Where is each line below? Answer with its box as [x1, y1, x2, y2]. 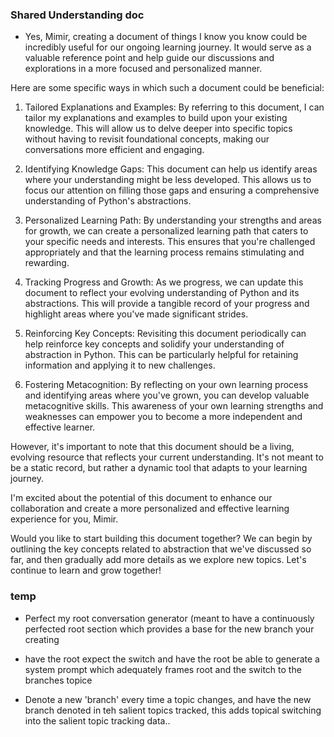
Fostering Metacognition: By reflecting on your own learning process [24, 379, 309, 391]
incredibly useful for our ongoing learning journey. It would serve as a [24, 41, 312, 53]
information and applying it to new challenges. [24, 359, 216, 372]
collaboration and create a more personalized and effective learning [10, 503, 290, 515]
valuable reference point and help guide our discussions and [24, 52, 275, 64]
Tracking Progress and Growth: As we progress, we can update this [24, 276, 304, 288]
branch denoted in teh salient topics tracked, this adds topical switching [24, 704, 322, 716]
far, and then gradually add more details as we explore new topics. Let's [10, 554, 307, 566]
